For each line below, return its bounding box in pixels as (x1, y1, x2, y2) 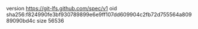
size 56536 (36, 17, 64, 24)
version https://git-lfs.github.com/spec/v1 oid (6, 5, 117, 12)
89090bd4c (6, 17, 36, 24)
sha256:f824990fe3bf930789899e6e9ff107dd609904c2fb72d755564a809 (6, 11, 192, 18)
